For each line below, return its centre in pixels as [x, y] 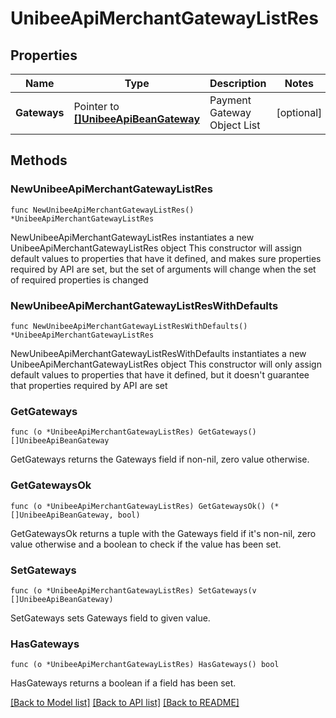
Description [238, 83]
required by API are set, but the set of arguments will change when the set [163, 269]
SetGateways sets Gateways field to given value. [110, 618]
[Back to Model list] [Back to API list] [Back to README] [125, 703]
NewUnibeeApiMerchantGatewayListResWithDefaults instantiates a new [158, 353]
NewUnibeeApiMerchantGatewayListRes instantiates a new [132, 237]
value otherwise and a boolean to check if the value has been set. [146, 544]
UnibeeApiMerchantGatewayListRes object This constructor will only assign [166, 364]
